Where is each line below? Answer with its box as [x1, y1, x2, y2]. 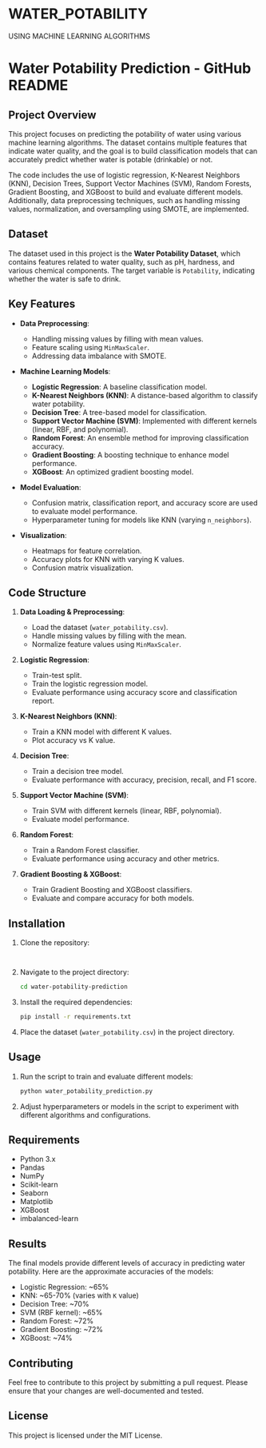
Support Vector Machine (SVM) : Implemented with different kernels [31, 416, 257, 425]
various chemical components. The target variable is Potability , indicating [8, 265, 256, 275]
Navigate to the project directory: [19, 967, 129, 977]
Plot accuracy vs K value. [31, 736, 116, 745]
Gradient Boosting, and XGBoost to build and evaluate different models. [8, 187, 244, 197]
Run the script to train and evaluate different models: [19, 1071, 193, 1081]
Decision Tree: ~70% [19, 1299, 89, 1309]
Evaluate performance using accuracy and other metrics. [31, 854, 220, 864]
